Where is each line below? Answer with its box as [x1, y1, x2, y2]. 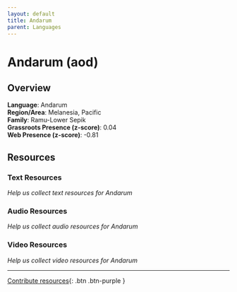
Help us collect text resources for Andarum [7, 189, 133, 197]
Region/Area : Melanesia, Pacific [7, 108, 102, 117]
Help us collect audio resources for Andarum [7, 222, 138, 230]
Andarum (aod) [7, 54, 99, 70]
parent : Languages [7, 23, 61, 30]
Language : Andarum [7, 100, 68, 110]
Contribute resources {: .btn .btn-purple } [7, 276, 126, 285]
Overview [7, 82, 51, 94]
